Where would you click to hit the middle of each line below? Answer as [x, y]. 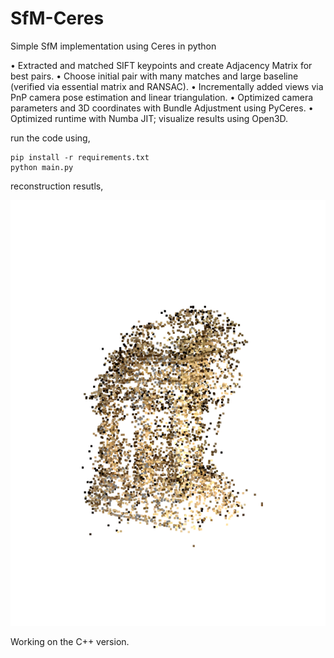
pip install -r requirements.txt [80, 157]
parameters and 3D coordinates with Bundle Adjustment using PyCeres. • [162, 108]
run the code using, [50, 138]
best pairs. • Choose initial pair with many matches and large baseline [154, 76]
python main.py [42, 167]
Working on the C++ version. [70, 641]
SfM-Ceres [57, 18]
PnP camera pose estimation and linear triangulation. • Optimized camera [162, 97]
